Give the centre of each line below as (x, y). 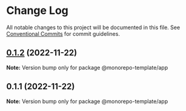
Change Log (37, 11)
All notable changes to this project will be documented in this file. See (93, 27)
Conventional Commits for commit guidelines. (63, 33)
